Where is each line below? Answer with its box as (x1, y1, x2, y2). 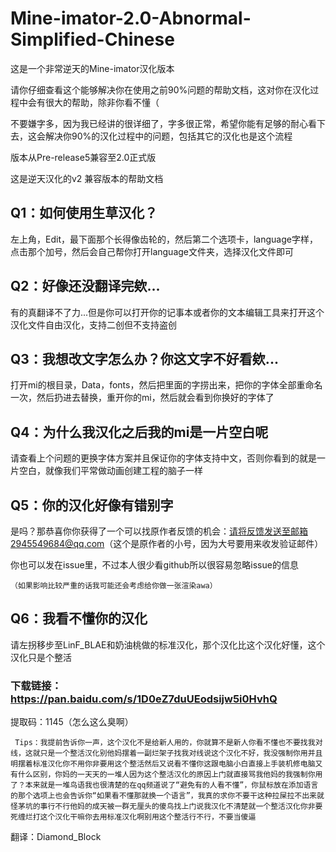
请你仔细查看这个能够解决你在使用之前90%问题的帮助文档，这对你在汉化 (10, 83, 311, 96)
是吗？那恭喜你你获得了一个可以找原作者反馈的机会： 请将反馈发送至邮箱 (10, 525, 308, 537)
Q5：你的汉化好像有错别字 (10, 497, 174, 514)
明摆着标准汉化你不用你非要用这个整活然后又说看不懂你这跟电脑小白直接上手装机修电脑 (10, 759, 316, 769)
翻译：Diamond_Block (10, 831, 102, 843)
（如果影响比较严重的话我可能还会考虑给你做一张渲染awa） (10, 581, 218, 591)
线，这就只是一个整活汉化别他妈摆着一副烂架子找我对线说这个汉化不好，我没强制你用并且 (10, 748, 323, 759)
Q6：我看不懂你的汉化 (10, 610, 148, 627)
